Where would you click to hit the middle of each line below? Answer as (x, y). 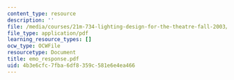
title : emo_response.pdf (43, 59)
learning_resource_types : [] (49, 40)
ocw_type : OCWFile (34, 46)
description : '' (31, 20)
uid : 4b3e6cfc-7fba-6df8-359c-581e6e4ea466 (71, 65)
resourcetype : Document (42, 53)
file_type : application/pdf (48, 33)
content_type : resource (42, 14)
